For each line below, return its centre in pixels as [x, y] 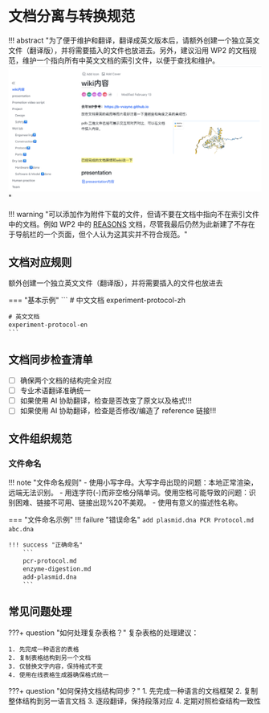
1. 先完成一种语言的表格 [44, 649]
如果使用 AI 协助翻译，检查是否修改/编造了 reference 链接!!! [118, 411]
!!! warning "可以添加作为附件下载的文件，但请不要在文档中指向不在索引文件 [134, 215]
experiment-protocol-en [48, 325]
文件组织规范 [40, 438]
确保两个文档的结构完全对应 [66, 381]
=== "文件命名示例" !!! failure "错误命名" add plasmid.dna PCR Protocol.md [131, 519]
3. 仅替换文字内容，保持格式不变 [55, 666]
